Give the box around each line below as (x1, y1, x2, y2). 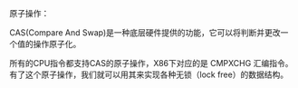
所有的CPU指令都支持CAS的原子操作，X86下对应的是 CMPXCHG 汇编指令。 (9, 58, 293, 68)
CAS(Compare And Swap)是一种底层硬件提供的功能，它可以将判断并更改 (9, 27, 281, 38)
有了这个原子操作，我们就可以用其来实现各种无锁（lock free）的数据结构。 (9, 69, 288, 80)
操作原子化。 (33, 39, 82, 49)
